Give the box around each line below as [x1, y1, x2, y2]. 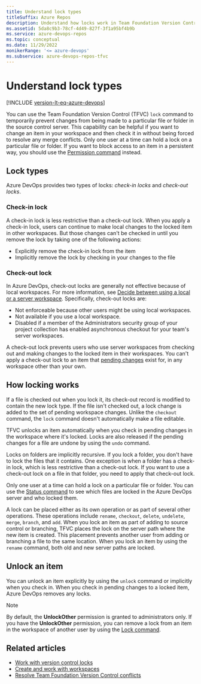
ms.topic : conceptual [6, 37, 60, 42]
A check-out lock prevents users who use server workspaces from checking [6, 343, 195, 351]
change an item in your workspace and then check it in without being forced [6, 129, 194, 136]
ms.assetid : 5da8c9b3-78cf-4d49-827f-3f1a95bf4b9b [6, 25, 135, 32]
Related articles [6, 643, 66, 653]
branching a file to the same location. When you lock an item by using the [6, 537, 187, 545]
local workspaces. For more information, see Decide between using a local [6, 288, 190, 296]
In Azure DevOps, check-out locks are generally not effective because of [6, 282, 186, 289]
